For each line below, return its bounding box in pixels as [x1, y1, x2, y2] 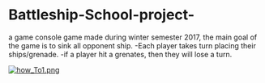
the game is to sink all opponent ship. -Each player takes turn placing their [8, 40, 257, 50]
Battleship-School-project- [8, 6, 195, 24]
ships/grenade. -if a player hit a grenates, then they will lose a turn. [8, 49, 233, 59]
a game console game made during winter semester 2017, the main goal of [8, 32, 258, 42]
